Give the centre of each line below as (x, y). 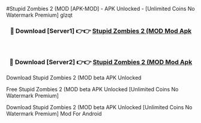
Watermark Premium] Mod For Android (54, 113)
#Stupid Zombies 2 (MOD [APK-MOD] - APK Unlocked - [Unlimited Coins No (100, 9)
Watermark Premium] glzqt (40, 15)
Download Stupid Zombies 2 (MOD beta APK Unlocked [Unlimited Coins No (100, 107)
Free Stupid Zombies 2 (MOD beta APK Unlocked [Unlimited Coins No (92, 89)
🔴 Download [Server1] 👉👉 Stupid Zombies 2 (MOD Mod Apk (101, 31)
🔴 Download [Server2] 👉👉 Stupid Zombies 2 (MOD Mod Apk (101, 62)
